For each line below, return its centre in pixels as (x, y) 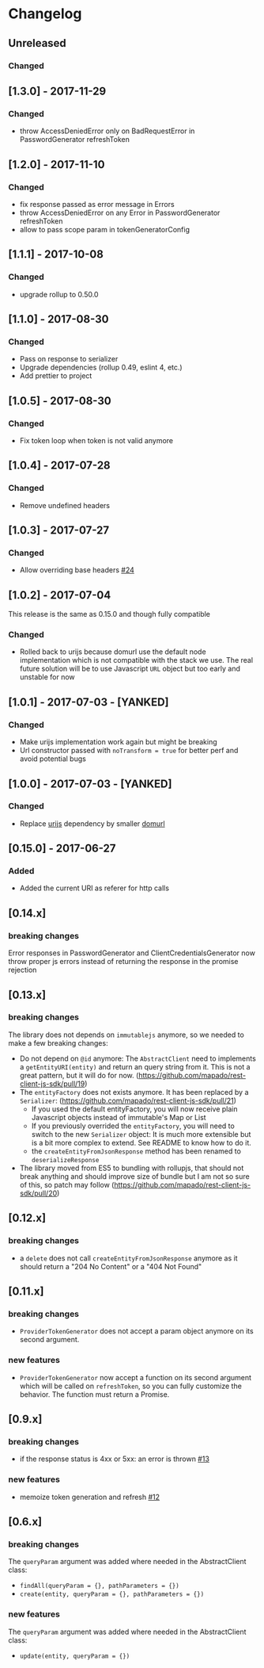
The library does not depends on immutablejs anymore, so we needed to (126, 1035)
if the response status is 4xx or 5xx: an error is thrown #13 (114, 1459)
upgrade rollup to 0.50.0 (59, 294)
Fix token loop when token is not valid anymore (96, 440)
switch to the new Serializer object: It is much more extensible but (141, 1134)
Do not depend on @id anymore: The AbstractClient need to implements (138, 1058)
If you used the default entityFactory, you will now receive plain (134, 1109)
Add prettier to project (56, 376)
